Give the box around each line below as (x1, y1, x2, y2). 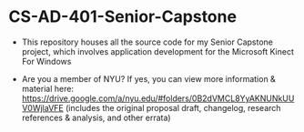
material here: (21, 83, 75, 94)
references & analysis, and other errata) (21, 112, 171, 123)
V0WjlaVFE (21, 102, 65, 113)
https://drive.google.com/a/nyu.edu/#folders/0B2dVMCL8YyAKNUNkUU (21, 93, 295, 104)
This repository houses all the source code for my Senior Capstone (21, 36, 274, 47)
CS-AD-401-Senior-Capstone (8, 6, 238, 27)
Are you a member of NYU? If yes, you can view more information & (21, 73, 277, 84)
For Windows (21, 56, 72, 66)
